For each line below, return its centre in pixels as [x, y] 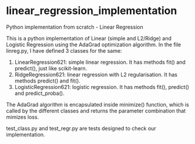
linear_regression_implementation [92, 11]
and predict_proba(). [39, 93]
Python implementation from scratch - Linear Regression [75, 27]
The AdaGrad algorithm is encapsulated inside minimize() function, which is [97, 104]
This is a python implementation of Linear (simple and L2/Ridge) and [89, 38]
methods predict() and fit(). [47, 81]
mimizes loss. [23, 117]
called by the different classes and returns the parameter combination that [96, 111]
